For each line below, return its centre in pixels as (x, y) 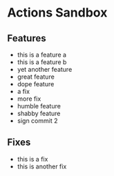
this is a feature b (42, 62)
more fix (29, 99)
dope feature (36, 84)
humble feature (39, 106)
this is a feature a (42, 55)
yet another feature (45, 69)
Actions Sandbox (57, 13)
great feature (36, 77)
